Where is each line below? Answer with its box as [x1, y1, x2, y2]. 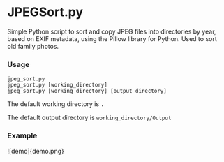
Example [7, 131, 38, 140]
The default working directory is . [7, 100, 105, 108]
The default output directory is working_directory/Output [7, 113, 172, 122]
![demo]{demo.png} [7, 147, 64, 155]
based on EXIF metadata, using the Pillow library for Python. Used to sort [7, 34, 218, 43]
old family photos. [7, 42, 59, 50]
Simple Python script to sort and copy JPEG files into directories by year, [7, 27, 216, 36]
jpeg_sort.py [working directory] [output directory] [7, 88, 167, 95]
